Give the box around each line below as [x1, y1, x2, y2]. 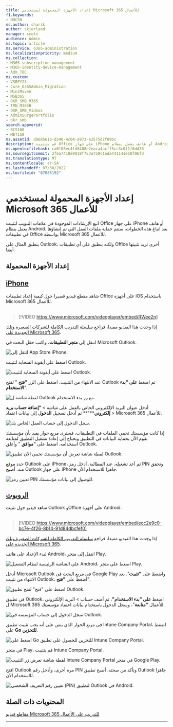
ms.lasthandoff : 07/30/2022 [6, 165, 66, 170]
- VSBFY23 [6, 79, 27, 84]
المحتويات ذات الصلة [6, 697, 64, 706]
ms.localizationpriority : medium [6, 50, 78, 56]
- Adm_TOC [6, 70, 27, 75]
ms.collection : [6, 55, 39, 61]
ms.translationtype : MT [6, 156, 57, 161]
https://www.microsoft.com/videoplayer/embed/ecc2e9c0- [36, 520, 162, 526]
